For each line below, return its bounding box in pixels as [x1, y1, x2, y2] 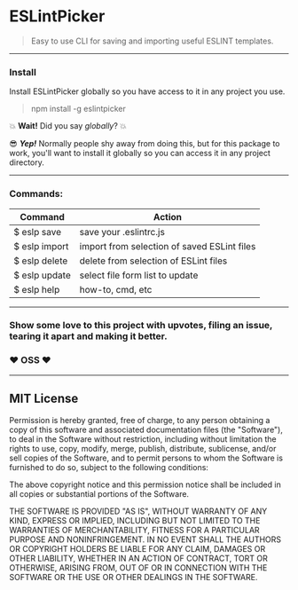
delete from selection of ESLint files [79, 255, 228, 267]
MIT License [9, 391, 79, 406]
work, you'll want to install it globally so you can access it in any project [9, 148, 271, 159]
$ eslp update [13, 269, 71, 281]
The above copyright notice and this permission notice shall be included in [9, 479, 281, 490]
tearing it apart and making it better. [9, 330, 168, 342]
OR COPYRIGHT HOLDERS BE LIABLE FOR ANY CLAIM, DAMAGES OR [9, 543, 266, 554]
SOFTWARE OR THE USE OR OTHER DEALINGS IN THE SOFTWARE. [9, 571, 258, 582]
